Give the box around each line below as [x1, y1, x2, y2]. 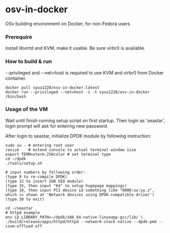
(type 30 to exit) [5, 197, 45, 202]
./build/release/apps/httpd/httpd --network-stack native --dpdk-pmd [5, 219, 157, 224]
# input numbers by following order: [5, 169, 86, 175]
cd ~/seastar [5, 205, 33, 211]
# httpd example [5, 210, 40, 215]
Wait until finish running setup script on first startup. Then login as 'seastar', [5, 117, 165, 124]
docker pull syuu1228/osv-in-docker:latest [5, 85, 100, 90]
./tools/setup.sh [5, 161, 42, 166]
